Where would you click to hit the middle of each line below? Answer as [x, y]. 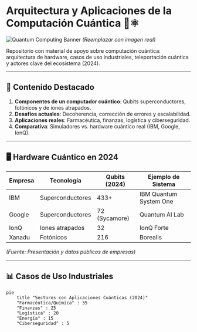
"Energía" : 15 [35, 319]
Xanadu [20, 237]
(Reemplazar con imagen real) [119, 39]
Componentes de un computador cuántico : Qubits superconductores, [100, 101]
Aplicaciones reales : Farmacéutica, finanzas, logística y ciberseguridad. [102, 120]
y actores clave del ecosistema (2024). [53, 63]
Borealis [151, 237]
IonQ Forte [154, 228]
